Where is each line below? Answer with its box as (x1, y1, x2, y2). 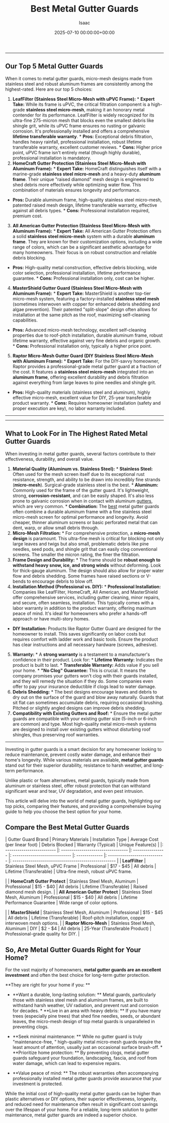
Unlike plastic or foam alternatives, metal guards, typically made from (5, 777, 149, 783)
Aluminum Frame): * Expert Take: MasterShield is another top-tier (12, 290, 151, 296)
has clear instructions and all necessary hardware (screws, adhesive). (12, 641, 157, 648)
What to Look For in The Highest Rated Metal (5, 429, 148, 438)
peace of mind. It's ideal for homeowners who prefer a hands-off (12, 610, 147, 616)
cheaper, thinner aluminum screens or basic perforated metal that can (12, 519, 158, 525)
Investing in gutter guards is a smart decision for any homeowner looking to (5, 746, 162, 752)
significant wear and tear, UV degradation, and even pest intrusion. (5, 788, 144, 794)
